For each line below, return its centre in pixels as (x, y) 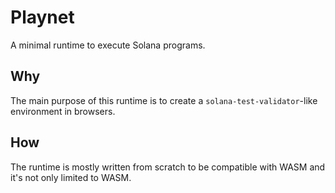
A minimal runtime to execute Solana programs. (108, 45)
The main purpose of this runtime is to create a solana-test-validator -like (164, 100)
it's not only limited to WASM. (71, 177)
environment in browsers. (63, 111)
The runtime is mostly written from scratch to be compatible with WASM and (168, 167)
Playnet (42, 17)
